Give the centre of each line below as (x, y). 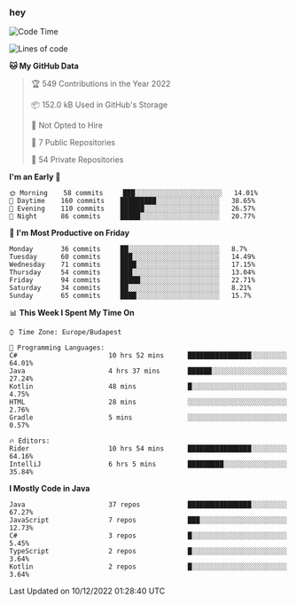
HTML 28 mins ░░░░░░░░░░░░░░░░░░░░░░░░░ (148, 402)
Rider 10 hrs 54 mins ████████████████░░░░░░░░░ (148, 449)
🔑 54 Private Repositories (77, 160)
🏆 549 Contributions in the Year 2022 (101, 84)
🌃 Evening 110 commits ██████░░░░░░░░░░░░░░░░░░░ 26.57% (132, 209)
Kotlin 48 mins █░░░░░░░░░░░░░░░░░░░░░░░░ (148, 387)
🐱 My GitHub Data (44, 66)
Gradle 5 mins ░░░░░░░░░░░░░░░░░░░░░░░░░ (148, 418)
